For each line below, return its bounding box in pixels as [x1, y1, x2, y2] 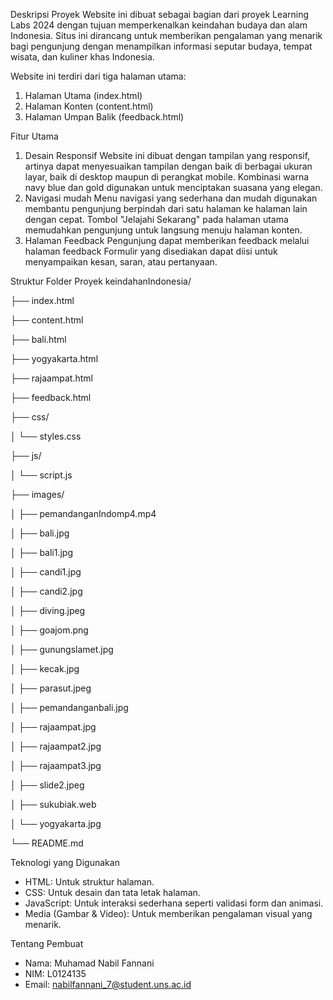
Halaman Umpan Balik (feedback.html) [24, 111, 185, 123]
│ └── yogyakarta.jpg [10, 818, 102, 829]
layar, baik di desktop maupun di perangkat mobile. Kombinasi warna [24, 171, 310, 183]
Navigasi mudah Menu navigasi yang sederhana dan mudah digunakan [24, 192, 318, 204]
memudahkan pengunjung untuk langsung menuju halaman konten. [24, 224, 303, 236]
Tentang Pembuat [10, 938, 84, 949]
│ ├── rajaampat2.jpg [10, 740, 102, 752]
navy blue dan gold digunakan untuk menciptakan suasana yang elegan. [24, 182, 323, 193]
